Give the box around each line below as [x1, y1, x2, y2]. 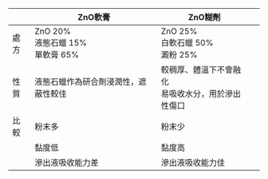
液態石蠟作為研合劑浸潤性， [34, 76, 139, 87]
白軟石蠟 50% [160, 38, 214, 48]
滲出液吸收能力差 [34, 157, 99, 168]
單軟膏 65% [34, 50, 80, 60]
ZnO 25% [160, 26, 198, 37]
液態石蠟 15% [34, 38, 88, 48]
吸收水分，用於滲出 [168, 88, 242, 99]
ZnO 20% [34, 26, 72, 37]
